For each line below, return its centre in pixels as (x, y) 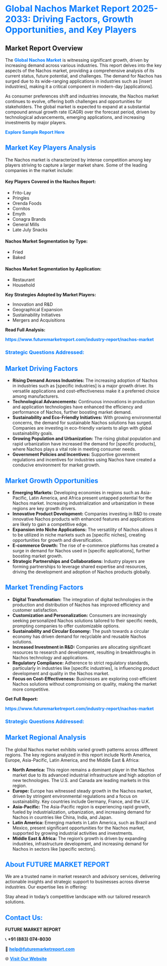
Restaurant (23, 280)
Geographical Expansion (38, 310)
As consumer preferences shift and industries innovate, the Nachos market (82, 96)
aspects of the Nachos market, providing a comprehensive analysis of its (80, 71)
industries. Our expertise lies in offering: (46, 887)
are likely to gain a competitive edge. (50, 524)
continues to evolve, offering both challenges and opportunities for (74, 101)
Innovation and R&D (33, 304)
